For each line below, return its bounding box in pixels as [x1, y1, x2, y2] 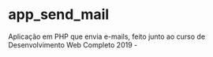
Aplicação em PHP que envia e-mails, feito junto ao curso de [8, 32, 206, 41]
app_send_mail [8, 6, 110, 24]
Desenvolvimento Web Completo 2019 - [8, 40, 138, 49]
